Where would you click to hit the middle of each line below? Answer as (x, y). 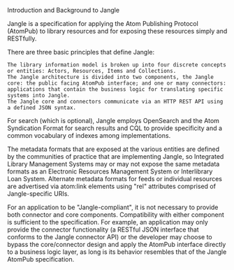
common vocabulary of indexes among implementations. (89, 135)
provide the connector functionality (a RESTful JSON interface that (103, 229)
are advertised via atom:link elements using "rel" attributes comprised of (112, 186)
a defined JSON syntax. (42, 108)
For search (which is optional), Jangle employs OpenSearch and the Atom (114, 121)
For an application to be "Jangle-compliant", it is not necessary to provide (113, 207)
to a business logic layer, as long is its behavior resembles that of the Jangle (117, 252)
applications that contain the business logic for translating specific (115, 90)
